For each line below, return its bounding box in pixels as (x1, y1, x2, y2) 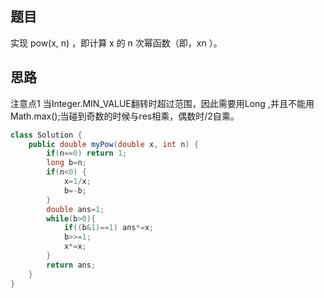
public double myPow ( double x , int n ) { (28, 139, 199, 149)
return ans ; (46, 260, 97, 270)
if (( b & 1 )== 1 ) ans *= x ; (63, 223, 155, 233)
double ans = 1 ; (46, 204, 105, 214)
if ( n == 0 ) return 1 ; (46, 148, 128, 159)
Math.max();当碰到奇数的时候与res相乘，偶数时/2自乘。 (10, 110, 240, 122)
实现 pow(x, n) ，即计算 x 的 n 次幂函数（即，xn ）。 (10, 37, 223, 49)
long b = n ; (46, 158, 87, 168)
